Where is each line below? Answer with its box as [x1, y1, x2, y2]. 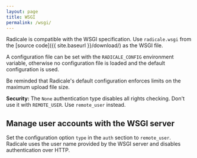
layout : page [6, 8, 38, 15]
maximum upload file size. [6, 84, 70, 91]
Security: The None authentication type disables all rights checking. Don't [6, 95, 185, 102]
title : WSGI [6, 14, 35, 20]
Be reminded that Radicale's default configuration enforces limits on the [6, 77, 182, 84]
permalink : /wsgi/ [6, 19, 51, 25]
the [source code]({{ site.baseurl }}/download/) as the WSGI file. [6, 42, 164, 49]
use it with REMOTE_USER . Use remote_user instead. [6, 101, 126, 108]
